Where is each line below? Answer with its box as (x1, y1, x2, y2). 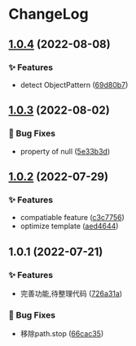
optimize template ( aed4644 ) (20, 221, 119, 231)
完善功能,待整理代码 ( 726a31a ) (20, 288, 123, 298)
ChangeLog (8, 5, 89, 24)
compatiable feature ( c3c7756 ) (20, 213, 125, 223)
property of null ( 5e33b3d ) (20, 146, 111, 156)
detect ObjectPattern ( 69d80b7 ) (20, 80, 129, 89)
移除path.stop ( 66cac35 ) (20, 329, 104, 339)
